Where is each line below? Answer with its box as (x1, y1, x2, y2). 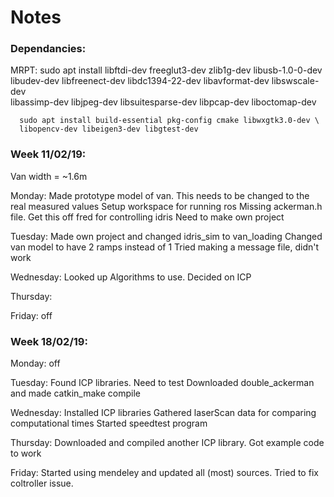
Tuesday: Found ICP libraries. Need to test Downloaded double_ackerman (10, 377, 315, 389)
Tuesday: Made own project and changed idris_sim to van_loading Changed (10, 230, 323, 242)
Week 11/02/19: (10, 147, 87, 161)
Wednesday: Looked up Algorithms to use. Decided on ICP (10, 271, 252, 283)
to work (10, 447, 42, 460)
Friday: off (10, 309, 53, 321)
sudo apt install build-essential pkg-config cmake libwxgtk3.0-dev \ (19, 116, 320, 126)
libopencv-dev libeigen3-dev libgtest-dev (19, 124, 199, 135)
